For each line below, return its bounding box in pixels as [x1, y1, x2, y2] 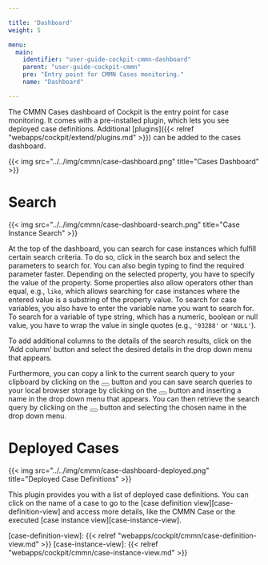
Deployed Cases [8, 438, 120, 457]
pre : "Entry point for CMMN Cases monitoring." [22, 71, 184, 79]
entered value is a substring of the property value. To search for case [8, 294, 238, 305]
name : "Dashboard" [22, 78, 84, 86]
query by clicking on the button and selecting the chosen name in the [8, 402, 247, 412]
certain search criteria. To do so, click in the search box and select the [8, 252, 240, 261]
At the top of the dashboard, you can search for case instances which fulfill [8, 244, 257, 253]
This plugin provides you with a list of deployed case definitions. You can [8, 490, 250, 499]
